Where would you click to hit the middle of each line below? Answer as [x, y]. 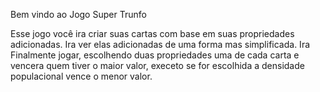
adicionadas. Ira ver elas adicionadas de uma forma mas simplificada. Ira [160, 44]
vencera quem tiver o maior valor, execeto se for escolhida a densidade [157, 65]
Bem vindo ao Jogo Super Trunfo [78, 14]
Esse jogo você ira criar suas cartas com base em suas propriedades [152, 33]
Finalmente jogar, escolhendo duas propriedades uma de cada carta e [155, 55]
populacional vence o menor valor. [81, 76]
